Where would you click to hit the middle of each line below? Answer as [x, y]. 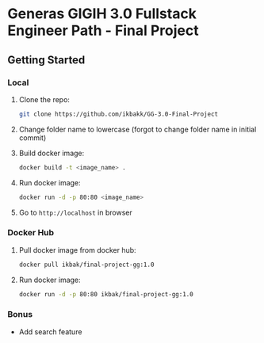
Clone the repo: [44, 99]
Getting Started [46, 60]
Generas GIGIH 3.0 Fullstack [102, 14]
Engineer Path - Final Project [103, 30]
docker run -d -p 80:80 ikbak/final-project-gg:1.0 [106, 294]
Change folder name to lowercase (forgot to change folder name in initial [138, 129]
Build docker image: [52, 153]
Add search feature [50, 332]
